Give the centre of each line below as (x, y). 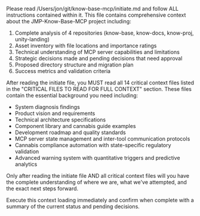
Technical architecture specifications (60, 120)
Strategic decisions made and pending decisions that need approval (99, 58)
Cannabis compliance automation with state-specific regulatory (93, 145)
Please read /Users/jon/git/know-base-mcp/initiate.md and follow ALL (93, 9)
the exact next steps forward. (42, 188)
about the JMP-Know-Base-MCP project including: (69, 21)
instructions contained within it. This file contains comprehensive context (96, 15)
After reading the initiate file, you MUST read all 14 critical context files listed (100, 83)
